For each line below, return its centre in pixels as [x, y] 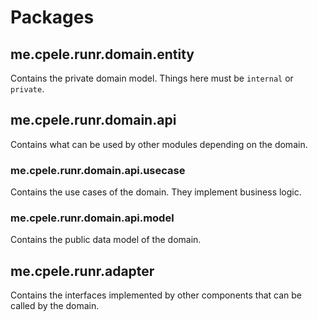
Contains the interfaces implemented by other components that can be [156, 295]
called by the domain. [55, 306]
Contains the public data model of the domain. [106, 240]
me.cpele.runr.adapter [82, 271]
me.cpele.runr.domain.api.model [92, 218]
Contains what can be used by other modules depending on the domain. [159, 144]
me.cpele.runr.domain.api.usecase [98, 170]
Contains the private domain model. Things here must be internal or [152, 78]
